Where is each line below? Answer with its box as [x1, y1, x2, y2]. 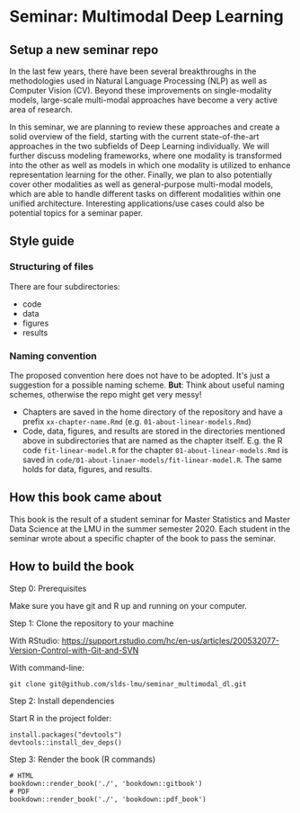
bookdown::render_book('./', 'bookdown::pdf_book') [9, 794, 207, 804]
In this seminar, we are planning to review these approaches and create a [9, 121, 280, 132]
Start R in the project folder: [9, 712, 112, 723]
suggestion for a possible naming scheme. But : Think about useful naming [9, 380, 285, 390]
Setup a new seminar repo [9, 42, 159, 58]
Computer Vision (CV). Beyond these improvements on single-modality [9, 85, 272, 95]
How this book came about [9, 490, 162, 505]
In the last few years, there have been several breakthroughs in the [9, 66, 257, 76]
